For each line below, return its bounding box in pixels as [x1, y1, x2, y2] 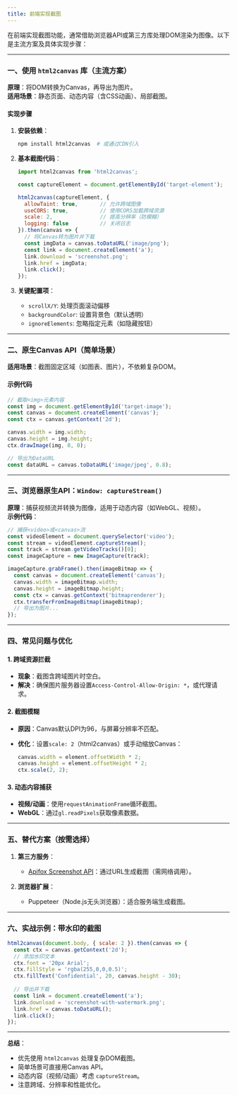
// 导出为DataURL [7, 454, 55, 462]
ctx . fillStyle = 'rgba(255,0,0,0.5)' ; [13, 966, 128, 973]
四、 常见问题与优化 [7, 636, 73, 646]
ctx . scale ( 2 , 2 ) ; [17, 767, 69, 774]
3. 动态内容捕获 [7, 782, 52, 791]
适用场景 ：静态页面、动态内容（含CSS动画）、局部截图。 [7, 91, 171, 100]
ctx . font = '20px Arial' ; [13, 959, 90, 966]
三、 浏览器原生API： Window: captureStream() [7, 486, 162, 496]
